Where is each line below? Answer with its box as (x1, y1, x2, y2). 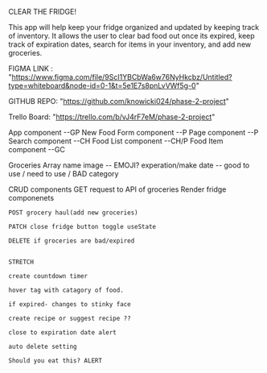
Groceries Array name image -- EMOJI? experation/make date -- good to (8, 160, 250, 170)
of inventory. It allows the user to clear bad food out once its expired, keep (8, 31, 255, 40)
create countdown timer (8, 272, 88, 280)
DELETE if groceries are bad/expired (8, 237, 135, 245)
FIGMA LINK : (8, 64, 54, 73)
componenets (8, 193, 55, 202)
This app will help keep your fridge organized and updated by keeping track (8, 23, 260, 31)
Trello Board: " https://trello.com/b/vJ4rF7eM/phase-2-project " (8, 112, 216, 122)
